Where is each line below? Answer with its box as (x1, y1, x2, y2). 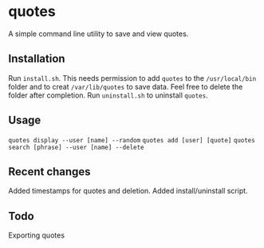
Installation (8, 52, 65, 66)
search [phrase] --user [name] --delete (8, 143, 145, 151)
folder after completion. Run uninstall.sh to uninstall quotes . (8, 90, 209, 100)
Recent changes (8, 165, 91, 178)
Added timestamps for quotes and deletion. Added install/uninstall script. (8, 186, 249, 196)
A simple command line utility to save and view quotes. (8, 29, 189, 38)
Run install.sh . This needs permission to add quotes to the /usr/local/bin (8, 73, 257, 82)
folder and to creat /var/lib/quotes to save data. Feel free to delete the (8, 82, 243, 91)
